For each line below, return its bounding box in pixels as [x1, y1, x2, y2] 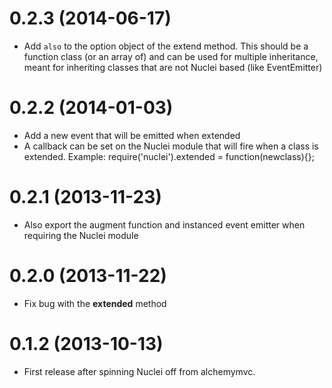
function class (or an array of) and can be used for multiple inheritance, [23, 50, 319, 62]
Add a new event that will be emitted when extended [23, 129, 241, 141]
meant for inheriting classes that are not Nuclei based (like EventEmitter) [23, 61, 323, 73]
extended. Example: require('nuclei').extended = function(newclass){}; [23, 150, 316, 162]
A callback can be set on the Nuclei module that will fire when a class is [23, 140, 319, 152]
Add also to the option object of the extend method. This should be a [23, 40, 309, 52]
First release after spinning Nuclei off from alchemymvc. [23, 365, 256, 377]
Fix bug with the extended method [23, 297, 167, 309]
